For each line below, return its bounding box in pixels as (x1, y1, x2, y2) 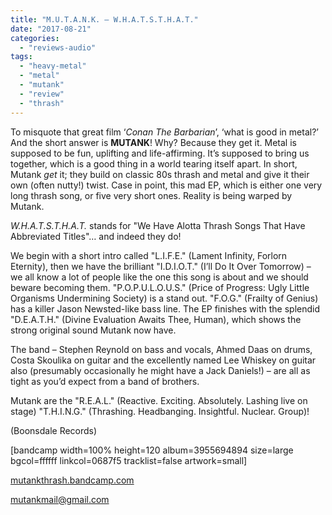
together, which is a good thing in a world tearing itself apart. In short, (10, 157, 298, 170)
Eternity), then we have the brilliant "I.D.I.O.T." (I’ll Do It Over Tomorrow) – (10, 260, 312, 272)
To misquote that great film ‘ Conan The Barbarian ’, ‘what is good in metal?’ (10, 126, 319, 138)
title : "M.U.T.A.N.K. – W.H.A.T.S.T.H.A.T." (10, 14, 199, 25)
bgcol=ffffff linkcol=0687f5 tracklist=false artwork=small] (10, 454, 248, 466)
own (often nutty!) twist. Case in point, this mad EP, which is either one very (10, 179, 323, 191)
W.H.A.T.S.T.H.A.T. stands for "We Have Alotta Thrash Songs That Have (10, 219, 306, 231)
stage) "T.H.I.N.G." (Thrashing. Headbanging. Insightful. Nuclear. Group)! (10, 405, 310, 417)
